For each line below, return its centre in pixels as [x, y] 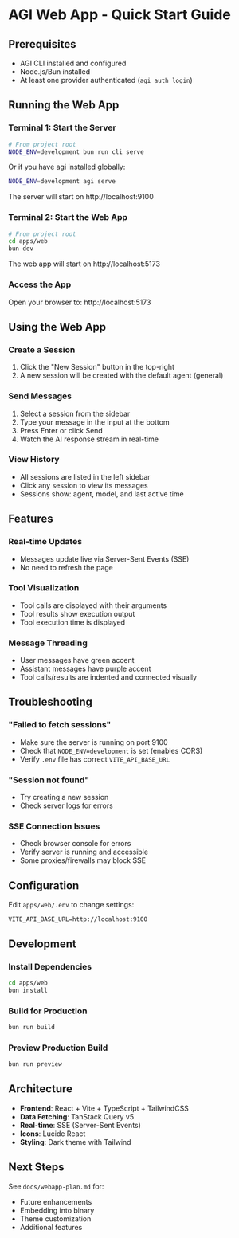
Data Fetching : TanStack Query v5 [76, 1116]
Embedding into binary [57, 1210]
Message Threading [48, 643]
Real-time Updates [45, 542]
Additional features [51, 1227]
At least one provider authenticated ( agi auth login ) [106, 80]
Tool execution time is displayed [72, 622]
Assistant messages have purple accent [85, 669]
